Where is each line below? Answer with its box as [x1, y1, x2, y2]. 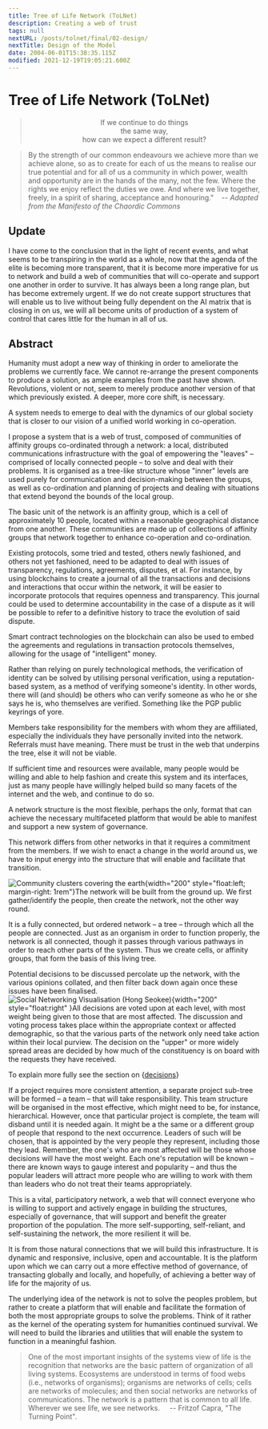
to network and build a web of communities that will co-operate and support [8, 271, 260, 281]
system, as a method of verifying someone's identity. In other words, [30, 682, 258, 691]
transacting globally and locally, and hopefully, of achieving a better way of [8, 1270, 256, 1280]
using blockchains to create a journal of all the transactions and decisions [8, 574, 250, 584]
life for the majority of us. [8, 1278, 92, 1288]
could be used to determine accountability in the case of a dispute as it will [8, 599, 255, 609]
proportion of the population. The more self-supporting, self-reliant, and [8, 1221, 246, 1230]
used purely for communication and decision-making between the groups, [8, 475, 254, 484]
